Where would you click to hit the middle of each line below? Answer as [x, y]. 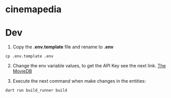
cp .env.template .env [29, 56]
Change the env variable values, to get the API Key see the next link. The [89, 66]
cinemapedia [33, 9]
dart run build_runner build [36, 90]
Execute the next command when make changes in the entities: [79, 81]
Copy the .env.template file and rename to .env [63, 47]
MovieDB [22, 71]
